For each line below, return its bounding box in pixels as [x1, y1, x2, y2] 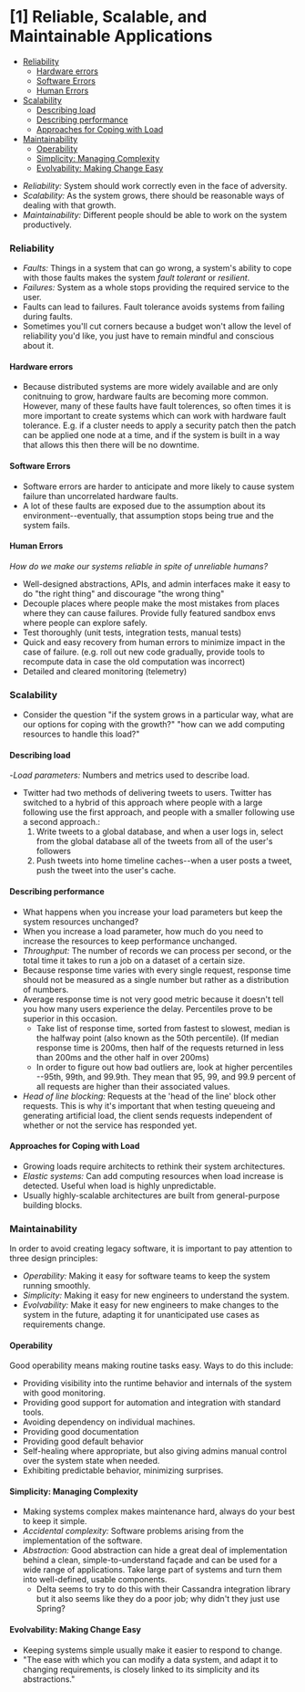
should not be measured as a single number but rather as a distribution [22, 974, 290, 985]
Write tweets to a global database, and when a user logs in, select [36, 826, 284, 837]
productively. [22, 219, 73, 230]
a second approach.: [22, 817, 101, 828]
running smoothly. [22, 1280, 91, 1291]
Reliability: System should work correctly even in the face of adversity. [22, 180, 288, 191]
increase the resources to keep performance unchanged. [22, 935, 238, 946]
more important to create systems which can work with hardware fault [22, 411, 287, 422]
